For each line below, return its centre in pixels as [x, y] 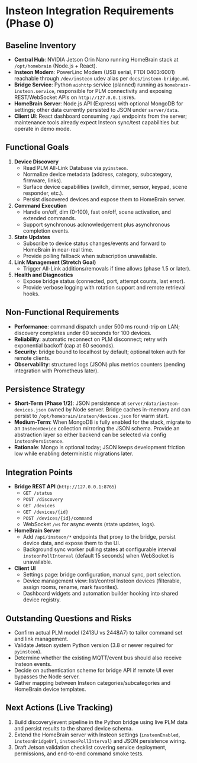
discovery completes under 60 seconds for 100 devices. [83, 333]
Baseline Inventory [41, 45]
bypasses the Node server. [47, 677]
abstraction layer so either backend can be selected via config [90, 435]
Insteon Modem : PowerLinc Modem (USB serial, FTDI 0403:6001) [94, 72]
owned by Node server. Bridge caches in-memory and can [119, 410]
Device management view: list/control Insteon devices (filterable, [102, 581]
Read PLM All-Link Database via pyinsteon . [75, 168]
